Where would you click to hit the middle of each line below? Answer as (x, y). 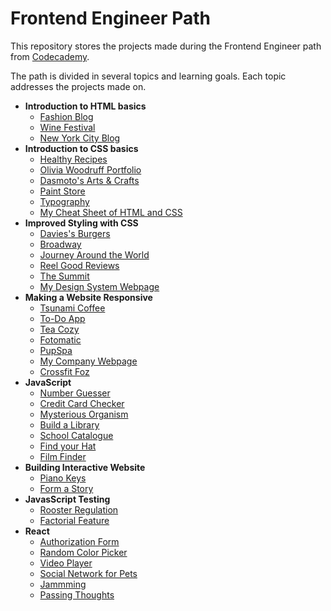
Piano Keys (63, 478)
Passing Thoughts (77, 594)
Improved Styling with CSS (81, 223)
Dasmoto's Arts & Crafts (89, 180)
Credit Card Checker (82, 403)
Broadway (60, 244)
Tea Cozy (59, 329)
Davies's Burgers (75, 233)
